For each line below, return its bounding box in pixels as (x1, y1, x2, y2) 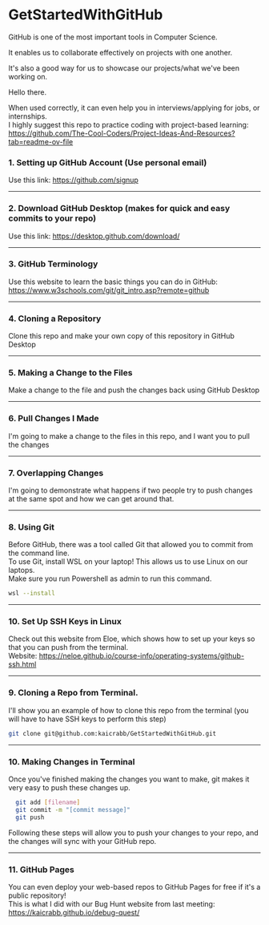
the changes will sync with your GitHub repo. (8, 836, 157, 846)
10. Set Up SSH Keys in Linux (8, 616, 122, 627)
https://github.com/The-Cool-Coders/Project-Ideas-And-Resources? (8, 128, 236, 138)
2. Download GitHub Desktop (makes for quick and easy (8, 203, 231, 214)
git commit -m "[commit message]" (15, 805, 130, 813)
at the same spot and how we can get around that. (8, 494, 175, 504)
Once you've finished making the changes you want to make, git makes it (8, 774, 250, 784)
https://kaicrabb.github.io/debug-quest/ (8, 907, 140, 917)
